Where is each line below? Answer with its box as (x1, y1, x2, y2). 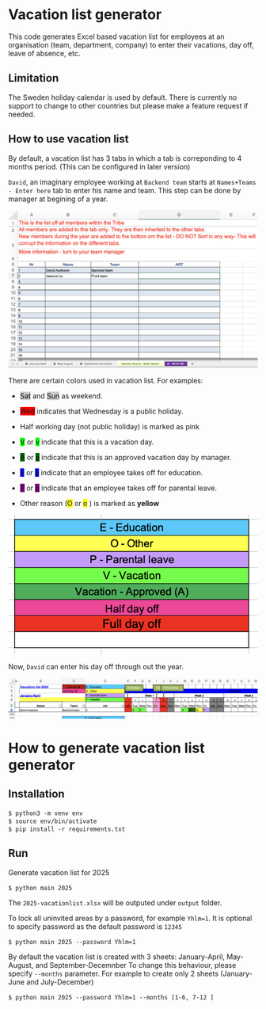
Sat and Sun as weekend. (19, 390, 103, 401)
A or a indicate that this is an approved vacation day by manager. (19, 452, 232, 462)
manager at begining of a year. (8, 194, 108, 204)
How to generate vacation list (8, 739, 205, 757)
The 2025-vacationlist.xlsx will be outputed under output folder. (8, 897, 222, 908)
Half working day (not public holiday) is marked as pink (19, 421, 200, 431)
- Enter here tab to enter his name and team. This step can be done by (8, 185, 241, 195)
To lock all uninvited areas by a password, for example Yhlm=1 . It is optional (8, 913, 253, 923)
